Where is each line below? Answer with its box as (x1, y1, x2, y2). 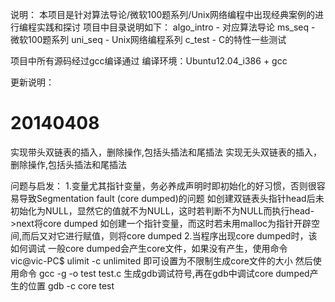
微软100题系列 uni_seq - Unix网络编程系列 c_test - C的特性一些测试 (10, 34, 287, 45)
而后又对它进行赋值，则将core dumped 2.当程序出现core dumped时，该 (21, 229, 318, 242)
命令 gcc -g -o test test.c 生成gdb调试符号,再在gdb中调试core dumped (18, 267, 310, 279)
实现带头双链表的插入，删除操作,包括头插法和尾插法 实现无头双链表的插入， (10, 146, 322, 158)
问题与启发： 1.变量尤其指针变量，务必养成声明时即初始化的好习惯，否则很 (10, 179, 317, 192)
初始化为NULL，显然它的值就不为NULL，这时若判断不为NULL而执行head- (10, 204, 315, 217)
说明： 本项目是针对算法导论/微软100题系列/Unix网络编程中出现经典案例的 (10, 9, 316, 20)
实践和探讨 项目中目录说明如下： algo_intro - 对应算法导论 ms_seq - (36, 21, 316, 33)
